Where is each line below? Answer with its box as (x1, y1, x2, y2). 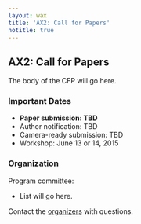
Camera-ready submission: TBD (19, 130, 124, 140)
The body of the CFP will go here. (8, 76, 117, 86)
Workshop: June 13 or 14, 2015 (19, 138, 119, 148)
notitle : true (8, 26, 55, 34)
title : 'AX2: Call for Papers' (8, 19, 110, 27)
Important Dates (8, 96, 72, 107)
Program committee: (8, 176, 74, 185)
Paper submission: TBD (19, 113, 98, 123)
